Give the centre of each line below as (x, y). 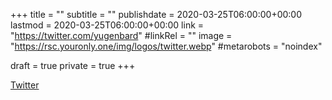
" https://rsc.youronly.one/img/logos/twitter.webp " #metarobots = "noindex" (166, 46)
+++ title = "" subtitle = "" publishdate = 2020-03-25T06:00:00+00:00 (156, 14)
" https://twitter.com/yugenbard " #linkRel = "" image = (121, 35)
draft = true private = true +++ (73, 65)
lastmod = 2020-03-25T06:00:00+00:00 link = (107, 25)
